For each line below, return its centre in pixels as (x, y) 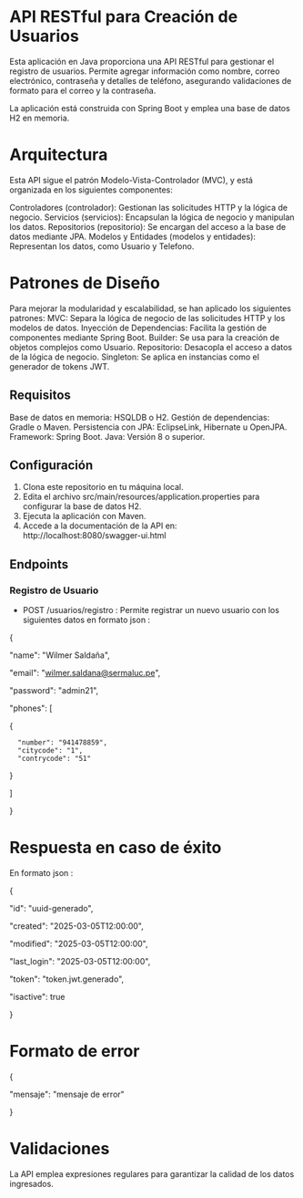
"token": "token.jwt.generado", (67, 979)
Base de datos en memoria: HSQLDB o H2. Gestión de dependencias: (140, 417)
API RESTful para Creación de (124, 17)
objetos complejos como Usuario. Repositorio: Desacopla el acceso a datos (151, 347)
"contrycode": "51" (55, 759)
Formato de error (75, 1052)
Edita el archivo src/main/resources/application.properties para (141, 497)
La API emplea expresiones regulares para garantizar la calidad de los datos (152, 1173)
